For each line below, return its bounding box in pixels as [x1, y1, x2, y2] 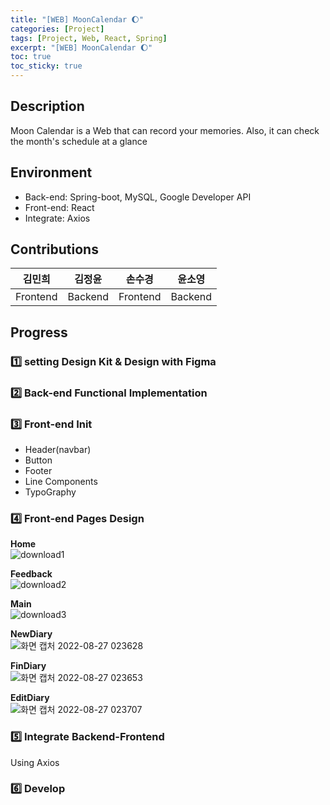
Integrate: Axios [24, 212, 91, 224]
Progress [10, 324, 68, 341]
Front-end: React [24, 201, 95, 213]
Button [24, 454, 53, 466]
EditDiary [10, 692, 50, 704]
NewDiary [10, 628, 53, 640]
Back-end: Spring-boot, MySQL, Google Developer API [24, 191, 252, 203]
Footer [24, 464, 53, 476]
